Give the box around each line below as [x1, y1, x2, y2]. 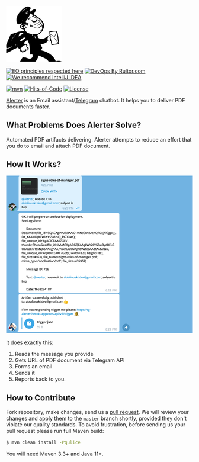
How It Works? [6, 159, 62, 169]
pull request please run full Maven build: [6, 428, 104, 435]
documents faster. [6, 103, 50, 110]
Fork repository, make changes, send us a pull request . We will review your [6, 409, 190, 416]
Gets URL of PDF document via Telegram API [14, 357, 125, 364]
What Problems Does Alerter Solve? [6, 120, 142, 130]
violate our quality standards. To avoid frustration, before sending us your [6, 421, 186, 428]
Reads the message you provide [14, 351, 94, 358]
